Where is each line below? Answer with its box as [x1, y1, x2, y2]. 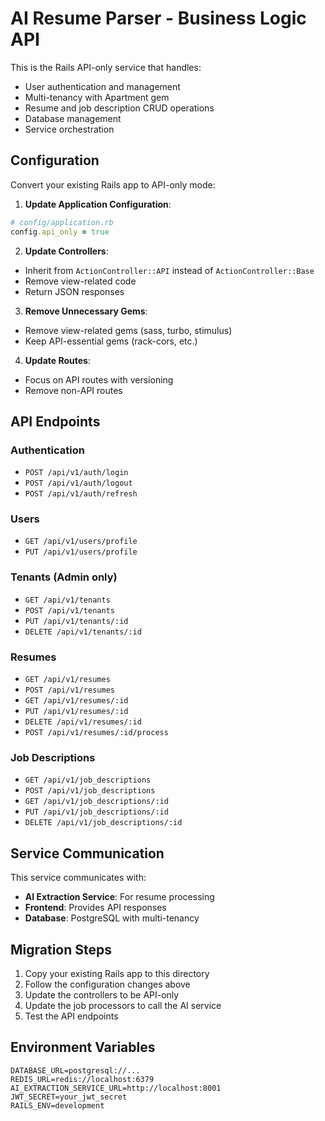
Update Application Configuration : [24, 198, 172, 210]
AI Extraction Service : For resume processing [24, 891, 215, 903]
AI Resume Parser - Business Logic [10, 7, 307, 30]
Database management [24, 112, 122, 124]
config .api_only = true [10, 227, 110, 237]
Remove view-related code [24, 275, 137, 287]
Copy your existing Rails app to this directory [24, 968, 210, 979]
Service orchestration [24, 123, 115, 135]
